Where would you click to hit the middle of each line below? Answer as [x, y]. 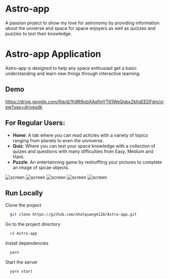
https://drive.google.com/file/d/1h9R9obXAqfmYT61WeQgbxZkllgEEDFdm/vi [85, 101]
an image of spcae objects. [41, 167]
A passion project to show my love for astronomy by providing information [82, 23]
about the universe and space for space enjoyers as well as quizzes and [80, 28]
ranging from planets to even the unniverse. [58, 140]
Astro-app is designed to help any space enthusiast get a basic [71, 68]
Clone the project [23, 205]
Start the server [22, 262]
